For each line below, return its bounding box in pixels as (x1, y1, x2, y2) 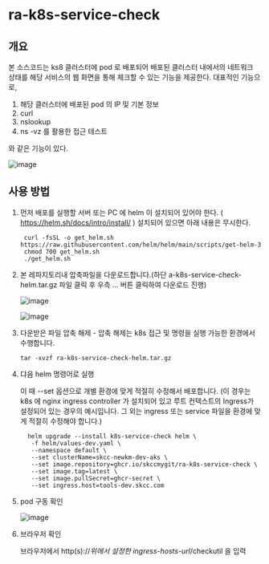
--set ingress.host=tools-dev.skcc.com (31, 481, 165, 489)
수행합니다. (19, 338, 55, 347)
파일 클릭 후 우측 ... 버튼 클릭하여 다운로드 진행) (59, 279, 207, 290)
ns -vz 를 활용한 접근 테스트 (19, 127, 108, 136)
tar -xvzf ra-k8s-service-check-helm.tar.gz (19, 354, 172, 362)
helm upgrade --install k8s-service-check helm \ (27, 432, 197, 440)
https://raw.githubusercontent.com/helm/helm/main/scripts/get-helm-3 (19, 241, 262, 249)
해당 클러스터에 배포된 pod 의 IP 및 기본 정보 (19, 99, 159, 109)
